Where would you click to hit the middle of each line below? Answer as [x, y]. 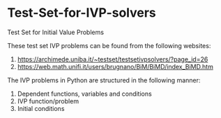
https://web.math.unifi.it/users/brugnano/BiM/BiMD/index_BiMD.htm [115, 66]
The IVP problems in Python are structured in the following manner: [104, 80]
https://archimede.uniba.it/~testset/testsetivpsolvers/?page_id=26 [113, 59]
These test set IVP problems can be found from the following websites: [109, 45]
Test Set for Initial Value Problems [56, 32]
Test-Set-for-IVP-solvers [82, 13]
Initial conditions [41, 108]
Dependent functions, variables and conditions [84, 94]
